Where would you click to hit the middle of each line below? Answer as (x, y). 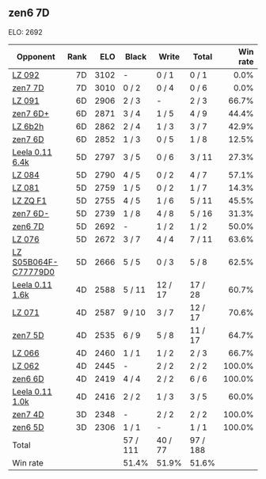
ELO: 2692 (26, 32)
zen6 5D (28, 427)
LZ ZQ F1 (30, 200)
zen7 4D (28, 414)
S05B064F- (35, 262)
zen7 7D (28, 88)
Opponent (36, 56)
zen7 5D (28, 335)
